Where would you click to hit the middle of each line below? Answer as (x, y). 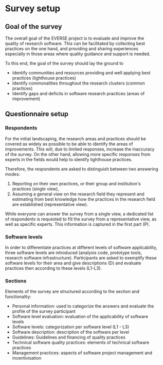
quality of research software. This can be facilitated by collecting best (75, 43)
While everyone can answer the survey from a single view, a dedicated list (79, 214)
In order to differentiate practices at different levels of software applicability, (81, 247)
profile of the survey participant (44, 311)
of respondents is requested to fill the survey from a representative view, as (81, 219)
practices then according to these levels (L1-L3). (54, 268)
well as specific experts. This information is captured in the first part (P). (77, 224)
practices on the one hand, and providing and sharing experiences (72, 49)
